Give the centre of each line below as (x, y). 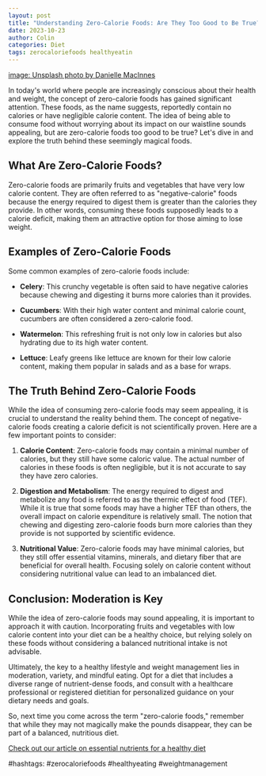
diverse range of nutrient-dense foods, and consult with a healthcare (121, 684)
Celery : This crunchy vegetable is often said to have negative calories (134, 286)
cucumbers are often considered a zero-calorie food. (106, 319)
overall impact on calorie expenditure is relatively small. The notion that (136, 517)
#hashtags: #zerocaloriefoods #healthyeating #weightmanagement (118, 764)
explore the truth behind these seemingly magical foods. (100, 141)
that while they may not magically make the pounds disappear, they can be (130, 724)
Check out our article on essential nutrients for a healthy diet (107, 748)
